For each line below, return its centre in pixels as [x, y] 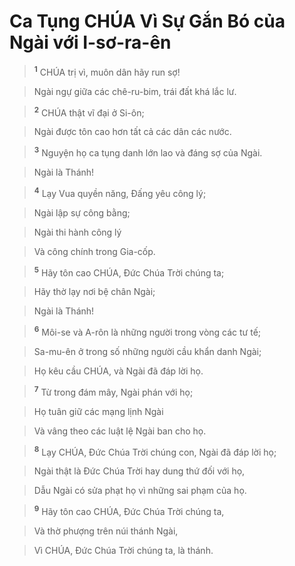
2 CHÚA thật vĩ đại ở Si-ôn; [89, 112]
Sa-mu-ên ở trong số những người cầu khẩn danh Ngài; [147, 351]
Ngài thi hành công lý [77, 232]
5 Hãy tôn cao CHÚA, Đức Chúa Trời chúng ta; [129, 272]
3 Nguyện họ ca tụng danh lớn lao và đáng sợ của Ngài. [148, 152]
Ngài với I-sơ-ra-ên [90, 42]
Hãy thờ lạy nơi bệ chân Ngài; [94, 292]
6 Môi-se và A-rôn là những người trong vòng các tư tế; [147, 331]
